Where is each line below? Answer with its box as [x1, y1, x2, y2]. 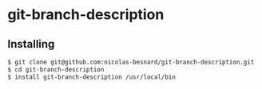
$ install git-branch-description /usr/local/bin [7, 73, 177, 81]
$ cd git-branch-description [7, 65, 105, 73]
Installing [7, 37, 55, 51]
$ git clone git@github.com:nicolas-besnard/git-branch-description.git [7, 58, 255, 66]
